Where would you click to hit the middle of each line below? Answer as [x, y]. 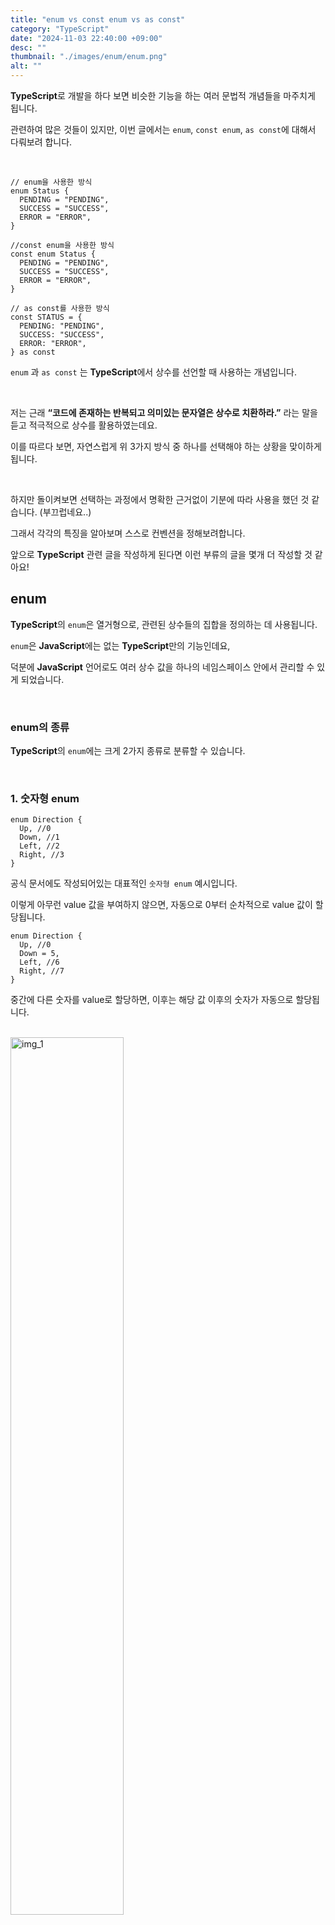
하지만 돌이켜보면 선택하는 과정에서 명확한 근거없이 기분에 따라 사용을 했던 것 [160, 499]
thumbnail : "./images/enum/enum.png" [89, 57]
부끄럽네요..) [67, 512]
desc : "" [28, 47]
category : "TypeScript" [60, 29]
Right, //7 [42, 971]
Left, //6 [39, 962]
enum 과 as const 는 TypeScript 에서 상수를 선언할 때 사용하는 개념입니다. [153, 372]
